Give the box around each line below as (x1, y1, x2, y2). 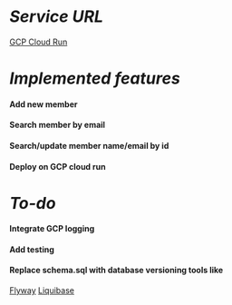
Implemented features (9, 68, 181, 89)
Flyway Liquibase (9, 285, 75, 296)
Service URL (9, 6, 104, 27)
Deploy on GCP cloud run (9, 161, 106, 172)
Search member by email (9, 120, 106, 131)
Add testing (9, 243, 54, 255)
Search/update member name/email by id (9, 140, 169, 151)
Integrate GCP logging (9, 223, 95, 234)
